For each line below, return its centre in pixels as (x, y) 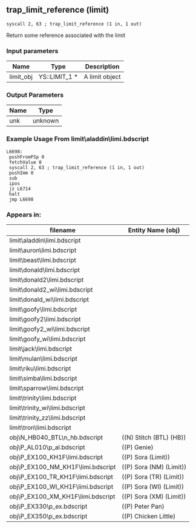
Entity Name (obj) (154, 230)
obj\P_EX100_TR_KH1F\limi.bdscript (61, 477)
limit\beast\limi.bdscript (43, 260)
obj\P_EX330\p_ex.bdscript (48, 506)
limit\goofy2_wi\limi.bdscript (50, 329)
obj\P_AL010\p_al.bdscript (47, 447)
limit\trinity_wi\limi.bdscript (47, 408)
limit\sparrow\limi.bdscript (47, 388)
